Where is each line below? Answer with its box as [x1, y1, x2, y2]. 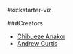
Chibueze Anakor [16, 32, 66, 40]
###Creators [7, 19, 43, 27]
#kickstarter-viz [7, 6, 52, 14]
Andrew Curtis [16, 40, 58, 47]
